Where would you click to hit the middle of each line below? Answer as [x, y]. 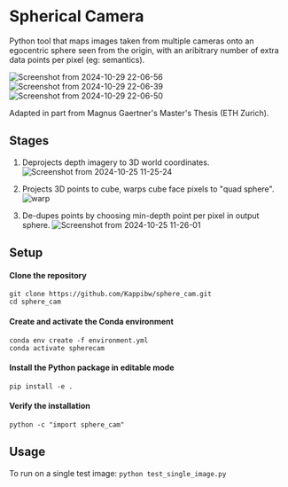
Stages [29, 141]
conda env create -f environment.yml [79, 340]
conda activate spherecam [57, 348]
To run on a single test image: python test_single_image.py [118, 473]
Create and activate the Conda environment [92, 321]
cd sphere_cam [35, 302]
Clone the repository [48, 275]
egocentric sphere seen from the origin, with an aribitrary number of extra [144, 50]
